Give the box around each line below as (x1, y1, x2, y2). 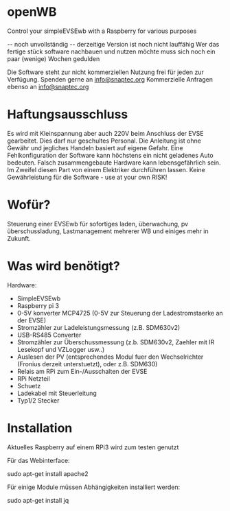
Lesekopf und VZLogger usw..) (16, 345, 105, 353)
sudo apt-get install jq (7, 496, 69, 504)
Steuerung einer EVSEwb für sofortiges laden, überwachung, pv (7, 219, 189, 228)
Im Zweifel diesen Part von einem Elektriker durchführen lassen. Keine (7, 165, 206, 174)
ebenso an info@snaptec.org (7, 82, 89, 91)
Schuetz (16, 381, 41, 390)
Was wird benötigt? (7, 259, 120, 274)
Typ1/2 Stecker (16, 396, 60, 405)
